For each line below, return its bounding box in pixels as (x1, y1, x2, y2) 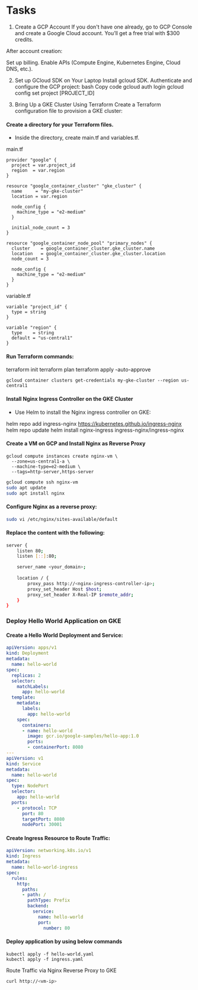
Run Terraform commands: (6, 353, 74, 360)
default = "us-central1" (11, 335, 73, 341)
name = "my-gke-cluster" (11, 188, 84, 194)
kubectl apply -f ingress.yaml (6, 956, 84, 962)
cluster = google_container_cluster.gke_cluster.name (11, 246, 155, 252)
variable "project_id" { (6, 304, 68, 310)
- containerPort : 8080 (27, 744, 84, 750)
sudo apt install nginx (6, 490, 65, 496)
